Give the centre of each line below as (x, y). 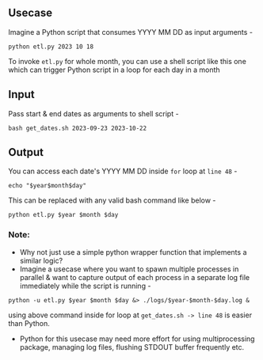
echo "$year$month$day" (48, 186)
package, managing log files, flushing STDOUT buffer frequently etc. (132, 347)
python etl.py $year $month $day (63, 215)
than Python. (29, 323)
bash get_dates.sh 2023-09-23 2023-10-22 (78, 128)
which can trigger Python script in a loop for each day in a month (114, 70)
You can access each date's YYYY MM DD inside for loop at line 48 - (123, 171)
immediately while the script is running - (85, 286)
